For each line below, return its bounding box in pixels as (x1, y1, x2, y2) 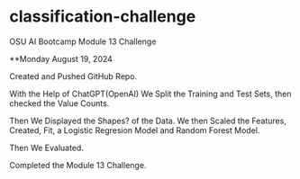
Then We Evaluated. (9, 142, 84, 153)
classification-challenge (9, 6, 196, 27)
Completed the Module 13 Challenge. (9, 159, 147, 170)
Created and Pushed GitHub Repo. (9, 70, 138, 82)
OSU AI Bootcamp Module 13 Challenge (9, 36, 157, 47)
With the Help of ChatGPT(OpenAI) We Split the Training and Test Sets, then (9, 88, 292, 99)
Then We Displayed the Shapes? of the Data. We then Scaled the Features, (9, 115, 286, 126)
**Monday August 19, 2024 (9, 53, 113, 64)
